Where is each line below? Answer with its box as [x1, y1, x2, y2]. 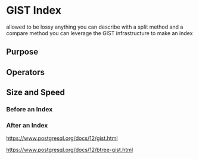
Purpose [6, 47, 39, 57]
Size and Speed [6, 88, 66, 98]
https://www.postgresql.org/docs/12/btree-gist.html [6, 146, 133, 154]
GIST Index [6, 4, 61, 17]
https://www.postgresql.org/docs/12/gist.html [6, 135, 118, 142]
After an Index [6, 121, 48, 129]
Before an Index [6, 105, 53, 114]
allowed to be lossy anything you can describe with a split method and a [6, 23, 184, 30]
